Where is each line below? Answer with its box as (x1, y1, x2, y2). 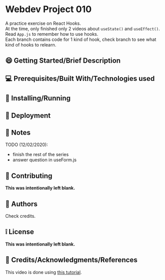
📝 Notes (5, 128, 31, 137)
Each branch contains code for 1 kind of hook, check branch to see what (5, 36, 156, 42)
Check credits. (5, 213, 36, 219)
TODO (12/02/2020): (5, 142, 48, 148)
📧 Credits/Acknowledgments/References (5, 256, 138, 264)
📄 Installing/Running (5, 94, 71, 103)
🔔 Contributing (5, 171, 53, 180)
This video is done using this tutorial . (5, 269, 82, 275)
